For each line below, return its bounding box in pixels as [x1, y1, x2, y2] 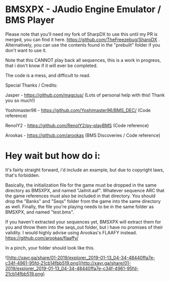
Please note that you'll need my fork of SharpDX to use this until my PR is [5, 31, 158, 37]
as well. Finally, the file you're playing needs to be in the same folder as [5, 203, 154, 209]
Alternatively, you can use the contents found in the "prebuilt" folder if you [5, 42, 160, 48]
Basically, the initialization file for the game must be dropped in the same [5, 182, 157, 188]
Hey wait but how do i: [5, 150, 101, 162]
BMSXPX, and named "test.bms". [5, 209, 74, 215]
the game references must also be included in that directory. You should [5, 193, 156, 199]
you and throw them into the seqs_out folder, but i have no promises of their [5, 224, 163, 230]
